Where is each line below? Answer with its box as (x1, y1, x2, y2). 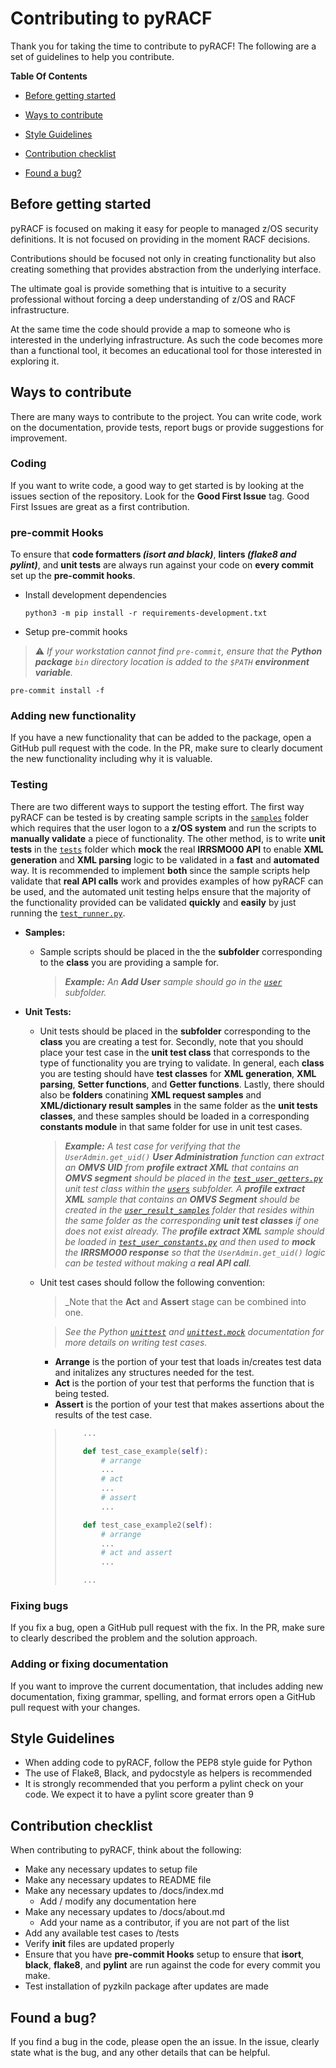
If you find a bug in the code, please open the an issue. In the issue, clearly (10, 2036, 320, 2048)
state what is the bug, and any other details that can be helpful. (10, 2047, 271, 2059)
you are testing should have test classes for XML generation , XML (39, 1067, 317, 1079)
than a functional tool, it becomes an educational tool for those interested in (10, 344, 322, 356)
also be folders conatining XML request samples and (39, 1088, 262, 1101)
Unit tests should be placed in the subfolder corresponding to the (39, 1025, 312, 1037)
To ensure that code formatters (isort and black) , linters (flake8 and (10, 548, 297, 561)
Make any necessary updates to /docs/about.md (24, 1906, 226, 1918)
